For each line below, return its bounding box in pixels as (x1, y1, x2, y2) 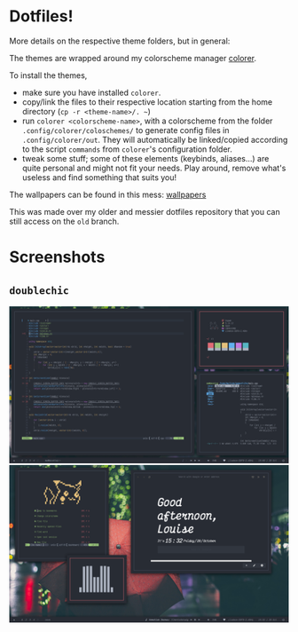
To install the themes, (9, 69, 88, 81)
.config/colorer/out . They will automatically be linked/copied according (21, 134, 288, 145)
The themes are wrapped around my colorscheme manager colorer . (9, 52, 257, 63)
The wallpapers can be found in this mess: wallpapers (9, 189, 207, 200)
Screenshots (9, 247, 106, 267)
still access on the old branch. (9, 216, 120, 226)
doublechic (9, 284, 69, 296)
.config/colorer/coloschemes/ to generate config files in (21, 124, 230, 135)
